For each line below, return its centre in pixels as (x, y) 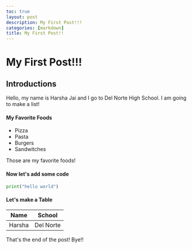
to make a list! (23, 104)
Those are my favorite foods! (41, 161)
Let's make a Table (29, 199)
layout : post (22, 17)
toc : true (18, 11)
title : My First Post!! (35, 33)
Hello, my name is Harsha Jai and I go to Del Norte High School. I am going (96, 98)
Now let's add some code (37, 174)
